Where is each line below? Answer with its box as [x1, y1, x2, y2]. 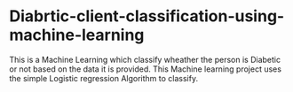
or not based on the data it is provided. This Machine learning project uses [9, 64, 282, 74]
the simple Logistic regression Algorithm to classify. [9, 73, 198, 83]
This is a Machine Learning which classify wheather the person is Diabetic [9, 54, 281, 65]
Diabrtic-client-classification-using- [9, 6, 285, 27]
